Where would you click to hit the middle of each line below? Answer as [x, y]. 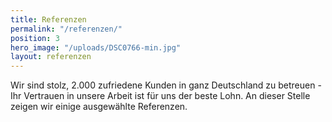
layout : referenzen [51, 57]
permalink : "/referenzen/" [66, 29]
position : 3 [35, 38]
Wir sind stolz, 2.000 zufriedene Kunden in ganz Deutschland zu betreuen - [166, 85]
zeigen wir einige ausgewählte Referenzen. [99, 107]
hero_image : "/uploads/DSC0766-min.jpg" [96, 47]
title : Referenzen [48, 19]
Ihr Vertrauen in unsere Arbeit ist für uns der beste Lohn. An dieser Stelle [160, 96]
